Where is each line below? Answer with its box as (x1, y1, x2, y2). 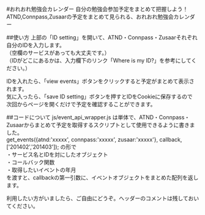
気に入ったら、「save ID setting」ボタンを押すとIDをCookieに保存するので (6, 93, 193, 100)
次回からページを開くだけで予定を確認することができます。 (6, 101, 156, 107)
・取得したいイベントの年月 (6, 166, 76, 173)
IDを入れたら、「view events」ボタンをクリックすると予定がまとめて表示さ (6, 77, 195, 85)
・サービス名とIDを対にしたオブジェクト (6, 151, 108, 158)
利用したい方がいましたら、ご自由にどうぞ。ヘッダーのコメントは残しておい (6, 195, 199, 201)
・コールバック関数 (6, 158, 55, 166)
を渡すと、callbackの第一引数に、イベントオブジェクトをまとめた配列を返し (6, 174, 199, 181)
